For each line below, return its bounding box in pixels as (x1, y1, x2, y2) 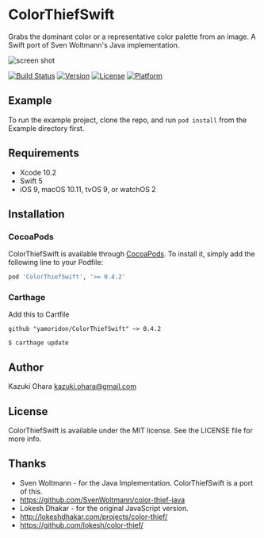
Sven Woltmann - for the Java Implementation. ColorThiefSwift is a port (19, 478, 254, 487)
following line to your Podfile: (8, 258, 104, 267)
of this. (19, 486, 43, 496)
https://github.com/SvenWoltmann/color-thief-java (19, 494, 186, 505)
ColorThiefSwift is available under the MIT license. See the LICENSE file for (8, 426, 254, 436)
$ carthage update (8, 339, 69, 347)
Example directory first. (8, 123, 85, 133)
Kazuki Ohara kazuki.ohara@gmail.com (8, 382, 137, 391)
